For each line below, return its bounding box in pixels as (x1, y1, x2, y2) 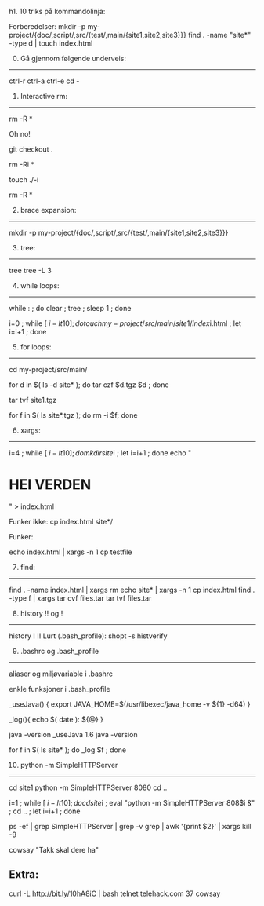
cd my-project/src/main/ (9, 365, 88, 374)
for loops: (20, 342, 52, 352)
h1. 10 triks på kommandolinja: (9, 7, 106, 16)
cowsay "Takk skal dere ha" (9, 845, 99, 854)
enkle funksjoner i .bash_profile (9, 684, 110, 693)
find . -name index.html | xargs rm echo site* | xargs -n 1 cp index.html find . (9, 585, 255, 594)
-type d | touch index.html (9, 38, 93, 48)
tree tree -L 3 (9, 266, 52, 275)
